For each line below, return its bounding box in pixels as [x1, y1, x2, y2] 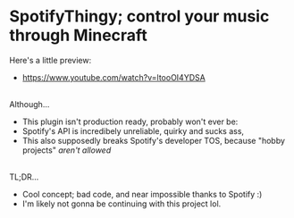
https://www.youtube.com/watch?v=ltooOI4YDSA [21, 71, 206, 82]
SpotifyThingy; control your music [9, 6, 270, 27]
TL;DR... [9, 172, 39, 182]
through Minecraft [9, 25, 147, 46]
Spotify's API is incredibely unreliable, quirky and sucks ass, [21, 125, 244, 136]
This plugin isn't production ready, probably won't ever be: [21, 116, 239, 127]
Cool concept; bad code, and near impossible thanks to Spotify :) [21, 189, 263, 199]
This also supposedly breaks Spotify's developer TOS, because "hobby [21, 135, 286, 146]
